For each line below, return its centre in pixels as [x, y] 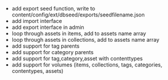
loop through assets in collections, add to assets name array [85, 40]
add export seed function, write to [53, 9]
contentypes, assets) [37, 71]
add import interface [37, 21]
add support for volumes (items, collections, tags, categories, [87, 65]
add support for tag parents [46, 46]
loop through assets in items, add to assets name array [79, 34]
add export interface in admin [48, 27]
